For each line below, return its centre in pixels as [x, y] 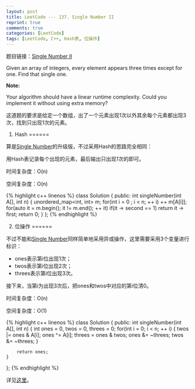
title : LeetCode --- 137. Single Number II [60, 17]
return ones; [33, 352]
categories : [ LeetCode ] [35, 33]
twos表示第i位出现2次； [43, 266]
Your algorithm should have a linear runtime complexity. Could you [87, 97]
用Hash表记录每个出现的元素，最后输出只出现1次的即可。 [75, 159]
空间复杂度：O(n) [27, 184]
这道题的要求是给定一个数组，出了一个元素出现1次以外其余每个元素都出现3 [96, 115]
